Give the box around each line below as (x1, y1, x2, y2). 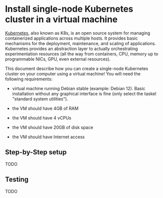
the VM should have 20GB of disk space (12, 124, 94, 130)
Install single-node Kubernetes (5, 3, 133, 15)
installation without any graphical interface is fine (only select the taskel (12, 91, 157, 97)
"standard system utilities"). (12, 96, 68, 101)
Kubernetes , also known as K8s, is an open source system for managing (5, 30, 150, 36)
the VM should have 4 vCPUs (12, 115, 72, 121)
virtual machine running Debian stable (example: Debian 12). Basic (12, 85, 145, 91)
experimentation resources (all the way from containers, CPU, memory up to (5, 50, 159, 57)
